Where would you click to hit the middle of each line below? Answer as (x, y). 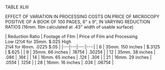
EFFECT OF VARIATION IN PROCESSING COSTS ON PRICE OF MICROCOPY (82, 16)
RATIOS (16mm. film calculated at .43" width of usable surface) (69, 27)
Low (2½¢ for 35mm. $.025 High (38, 42)
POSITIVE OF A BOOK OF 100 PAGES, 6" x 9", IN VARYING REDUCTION (78, 22)
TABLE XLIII (17, 7)
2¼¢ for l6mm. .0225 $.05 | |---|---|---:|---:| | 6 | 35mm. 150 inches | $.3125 (83, 47)
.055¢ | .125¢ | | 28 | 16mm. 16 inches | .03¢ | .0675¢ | (59, 62)
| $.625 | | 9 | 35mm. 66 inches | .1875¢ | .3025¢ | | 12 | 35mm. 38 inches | (80, 52)
